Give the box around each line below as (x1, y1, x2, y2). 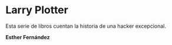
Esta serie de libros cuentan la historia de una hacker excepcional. (5, 22, 166, 29)
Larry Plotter (5, 3, 68, 17)
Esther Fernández (5, 33, 50, 40)
